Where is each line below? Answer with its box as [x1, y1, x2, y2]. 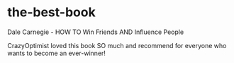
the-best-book [7, 4, 96, 21]
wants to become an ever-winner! [7, 49, 106, 57]
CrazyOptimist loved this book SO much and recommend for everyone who [7, 41, 227, 50]
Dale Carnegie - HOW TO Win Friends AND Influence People [7, 28, 184, 36]
